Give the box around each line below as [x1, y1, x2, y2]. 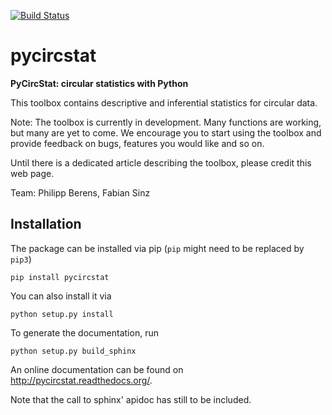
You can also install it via [10, 290, 112, 302]
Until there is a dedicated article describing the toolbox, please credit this [10, 156, 312, 169]
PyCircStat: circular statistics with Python [10, 77, 189, 89]
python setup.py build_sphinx [10, 346, 137, 356]
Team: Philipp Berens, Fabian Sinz [10, 186, 151, 199]
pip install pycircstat [10, 272, 110, 282]
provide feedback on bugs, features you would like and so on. [10, 137, 265, 149]
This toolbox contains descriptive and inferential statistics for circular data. [10, 96, 318, 109]
